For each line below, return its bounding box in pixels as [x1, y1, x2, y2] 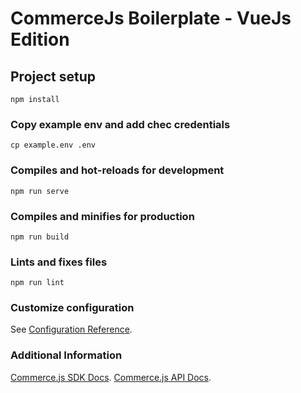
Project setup [10, 68, 97, 85]
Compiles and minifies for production [10, 209, 195, 223]
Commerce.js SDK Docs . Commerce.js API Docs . [10, 371, 212, 383]
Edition [10, 28, 70, 51]
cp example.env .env [10, 140, 97, 151]
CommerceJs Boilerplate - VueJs [10, 7, 292, 30]
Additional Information [10, 348, 123, 362]
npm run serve [10, 186, 70, 196]
